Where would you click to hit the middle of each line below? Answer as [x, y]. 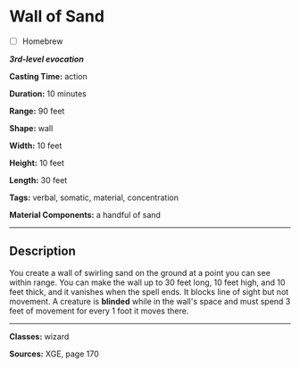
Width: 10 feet [36, 146]
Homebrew [42, 41]
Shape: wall [31, 128]
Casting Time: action [48, 76]
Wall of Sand [57, 17]
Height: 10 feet [37, 163]
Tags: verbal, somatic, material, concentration [94, 197]
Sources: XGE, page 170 [54, 354]
